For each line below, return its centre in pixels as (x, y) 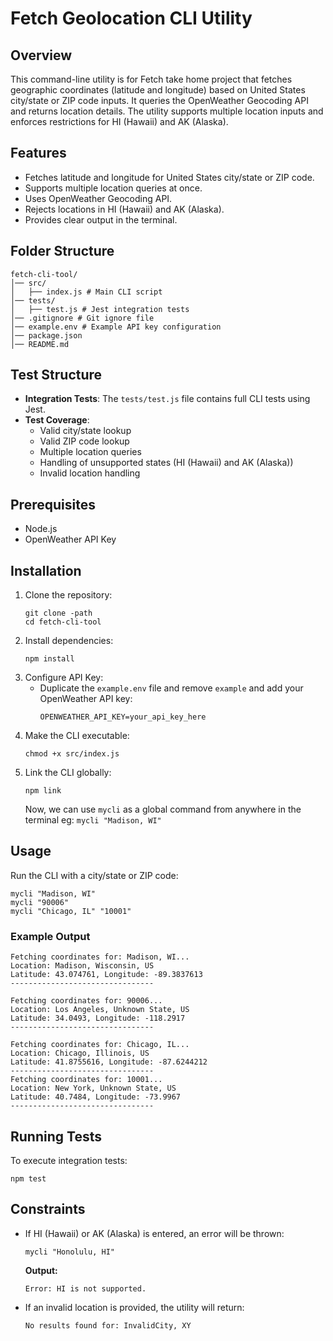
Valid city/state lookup (85, 431)
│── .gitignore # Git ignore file (82, 318)
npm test (28, 1178)
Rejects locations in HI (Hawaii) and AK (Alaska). (124, 209)
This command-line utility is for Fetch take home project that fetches (151, 79)
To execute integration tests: (69, 1160)
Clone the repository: (68, 595)
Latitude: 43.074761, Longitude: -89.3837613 (106, 975)
